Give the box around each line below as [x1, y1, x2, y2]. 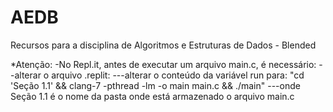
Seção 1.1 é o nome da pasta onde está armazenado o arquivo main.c [10, 90, 295, 102]
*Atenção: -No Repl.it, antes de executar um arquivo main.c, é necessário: [10, 58, 317, 70]
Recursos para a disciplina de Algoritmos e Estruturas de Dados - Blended [10, 39, 317, 51]
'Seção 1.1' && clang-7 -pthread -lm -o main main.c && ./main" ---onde [10, 79, 301, 91]
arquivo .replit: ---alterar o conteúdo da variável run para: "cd [51, 69, 305, 81]
